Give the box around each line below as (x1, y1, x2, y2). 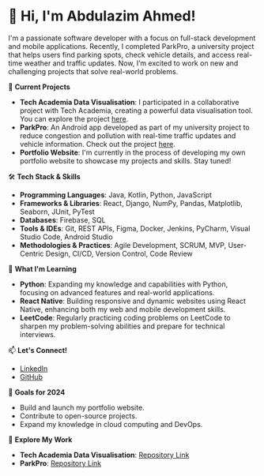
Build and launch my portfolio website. (19, 403, 145, 412)
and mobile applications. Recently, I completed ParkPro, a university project (8, 41, 255, 51)
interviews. (19, 329, 56, 339)
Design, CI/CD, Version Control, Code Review (45, 249, 194, 258)
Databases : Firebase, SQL (19, 215, 107, 224)
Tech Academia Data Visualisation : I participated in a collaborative (19, 97, 239, 107)
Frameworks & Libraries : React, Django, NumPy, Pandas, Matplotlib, (19, 198, 243, 208)
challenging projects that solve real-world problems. (8, 66, 179, 76)
